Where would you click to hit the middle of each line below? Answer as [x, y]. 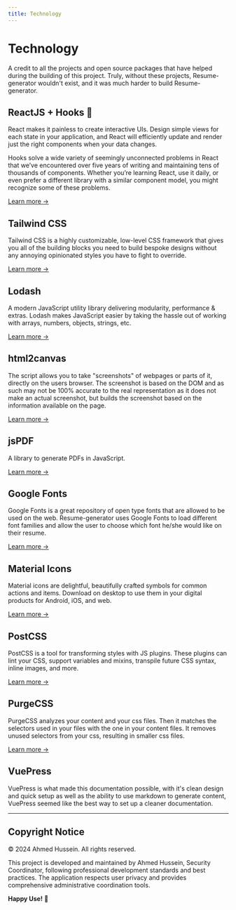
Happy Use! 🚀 [28, 898]
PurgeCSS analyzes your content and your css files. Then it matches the [112, 720]
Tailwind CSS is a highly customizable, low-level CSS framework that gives [116, 240]
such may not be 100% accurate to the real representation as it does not [112, 390]
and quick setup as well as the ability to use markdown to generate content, [117, 795]
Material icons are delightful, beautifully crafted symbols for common [107, 586]
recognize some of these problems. [59, 188]
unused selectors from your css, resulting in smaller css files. [96, 736]
